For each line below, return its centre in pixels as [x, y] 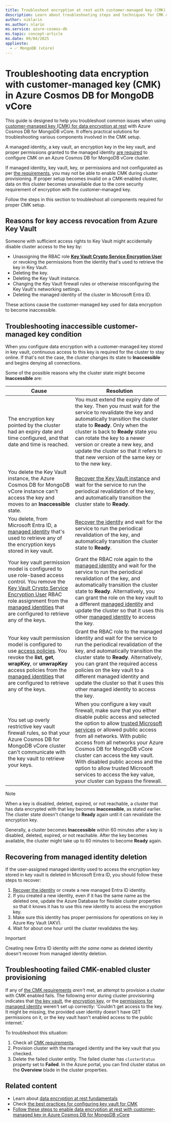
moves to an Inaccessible [39, 504]
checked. [23, 1053]
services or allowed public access [116, 730]
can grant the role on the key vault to [119, 598]
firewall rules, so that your [39, 733]
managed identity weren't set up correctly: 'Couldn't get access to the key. [84, 1006]
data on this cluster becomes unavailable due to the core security [74, 184]
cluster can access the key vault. [114, 755]
